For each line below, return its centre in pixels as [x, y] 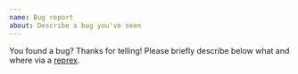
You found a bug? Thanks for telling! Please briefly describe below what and [149, 50]
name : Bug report [41, 17]
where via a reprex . [45, 60]
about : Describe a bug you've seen [75, 26]
